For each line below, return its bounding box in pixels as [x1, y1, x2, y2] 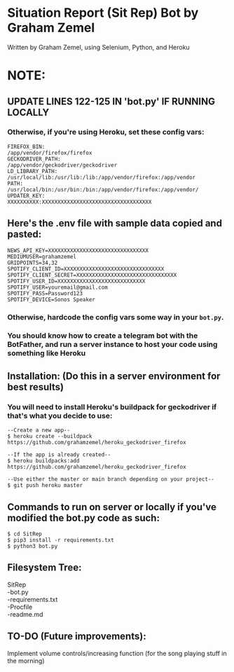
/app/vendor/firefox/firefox [7, 149, 92, 156]
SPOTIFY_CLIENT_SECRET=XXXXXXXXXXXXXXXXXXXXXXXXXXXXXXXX [7, 271, 177, 278]
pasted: [7, 228, 42, 240]
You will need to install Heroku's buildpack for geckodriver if [7, 402, 217, 411]
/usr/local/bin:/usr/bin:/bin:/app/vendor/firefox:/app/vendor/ [7, 186, 199, 193]
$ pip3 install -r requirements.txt [7, 536, 114, 544]
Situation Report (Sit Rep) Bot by [7, 5, 199, 21]
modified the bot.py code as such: [7, 512, 160, 523]
